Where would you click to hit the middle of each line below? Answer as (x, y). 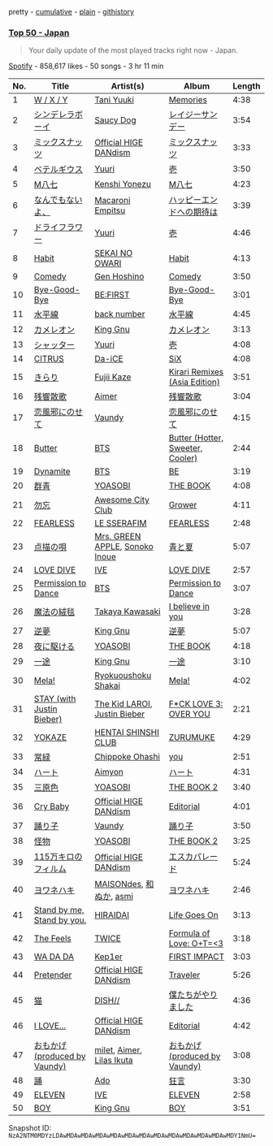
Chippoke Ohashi (128, 757)
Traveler (184, 975)
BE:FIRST (112, 295)
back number (120, 314)
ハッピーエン (193, 200)
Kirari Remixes (196, 372)
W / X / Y (51, 100)
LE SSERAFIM (121, 523)
